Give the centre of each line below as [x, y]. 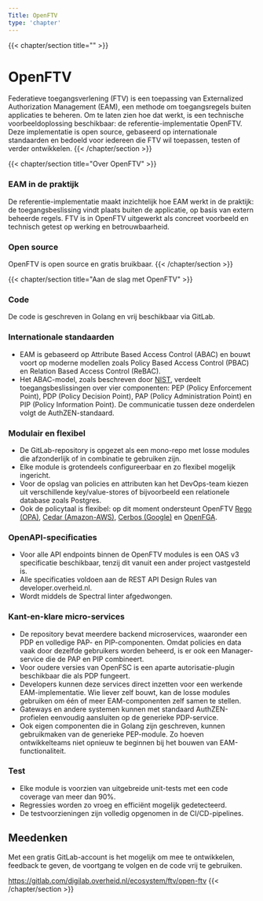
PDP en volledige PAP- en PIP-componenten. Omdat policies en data [130, 642]
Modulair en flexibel [47, 433]
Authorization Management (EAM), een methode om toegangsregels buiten [130, 107]
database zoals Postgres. [60, 500]
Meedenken [38, 838]
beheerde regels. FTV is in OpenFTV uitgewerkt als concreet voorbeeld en [128, 218]
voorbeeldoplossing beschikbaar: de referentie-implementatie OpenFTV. [125, 123]
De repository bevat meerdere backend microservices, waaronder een [133, 634]
